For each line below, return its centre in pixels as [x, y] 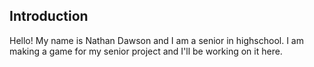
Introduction [49, 16]
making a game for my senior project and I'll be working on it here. [146, 51]
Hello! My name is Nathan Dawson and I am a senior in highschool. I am [156, 40]
